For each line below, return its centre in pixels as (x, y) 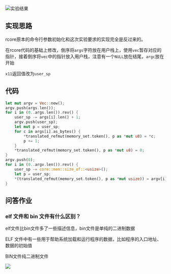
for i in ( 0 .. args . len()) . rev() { (42, 113)
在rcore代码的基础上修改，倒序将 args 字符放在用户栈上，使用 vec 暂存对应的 (83, 50)
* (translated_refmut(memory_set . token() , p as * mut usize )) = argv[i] (91, 179)
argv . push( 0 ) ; (20, 160)
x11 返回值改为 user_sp (28, 73)
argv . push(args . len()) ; (31, 108)
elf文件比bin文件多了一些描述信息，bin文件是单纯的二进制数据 (70, 228)
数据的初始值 (19, 246)
